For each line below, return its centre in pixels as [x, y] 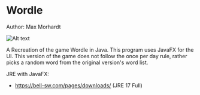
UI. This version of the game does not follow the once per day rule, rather [97, 56]
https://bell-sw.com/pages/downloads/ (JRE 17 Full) [78, 85]
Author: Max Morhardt [34, 27]
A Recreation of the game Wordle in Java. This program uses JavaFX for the [100, 50]
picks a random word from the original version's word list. [77, 62]
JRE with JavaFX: [28, 74]
